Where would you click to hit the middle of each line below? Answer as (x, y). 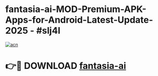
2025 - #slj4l (33, 31)
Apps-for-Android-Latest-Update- (79, 20)
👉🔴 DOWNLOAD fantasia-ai (66, 66)
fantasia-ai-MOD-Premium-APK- (76, 9)
